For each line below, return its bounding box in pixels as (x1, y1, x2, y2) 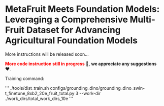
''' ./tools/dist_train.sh (5, 85, 49, 91)
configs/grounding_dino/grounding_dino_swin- (50, 85, 145, 91)
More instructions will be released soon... (5, 51, 89, 57)
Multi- (130, 14, 156, 25)
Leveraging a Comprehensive (5, 14, 128, 25)
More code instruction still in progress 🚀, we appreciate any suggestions (5, 61, 157, 67)
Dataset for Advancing (26, 25, 121, 35)
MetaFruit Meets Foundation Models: (5, 3, 160, 15)
